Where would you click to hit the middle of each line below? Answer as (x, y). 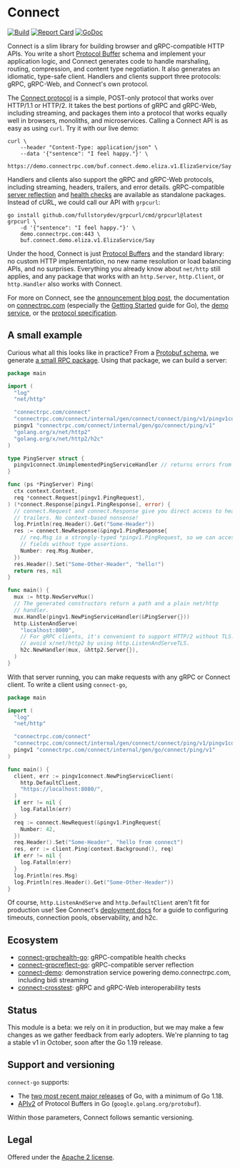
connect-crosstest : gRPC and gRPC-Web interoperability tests (109, 988)
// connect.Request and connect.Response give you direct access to (118, 511)
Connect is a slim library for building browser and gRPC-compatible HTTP (116, 46)
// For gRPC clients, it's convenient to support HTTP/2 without (120, 637)
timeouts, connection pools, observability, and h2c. (83, 917)
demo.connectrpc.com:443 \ (60, 234)
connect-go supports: (39, 1082)
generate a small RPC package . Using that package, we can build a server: (117, 360)
